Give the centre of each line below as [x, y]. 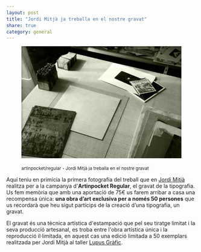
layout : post [23, 13]
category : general [29, 32]
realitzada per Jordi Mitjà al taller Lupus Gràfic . [65, 242]
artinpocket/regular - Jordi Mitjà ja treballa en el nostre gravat [85, 168]
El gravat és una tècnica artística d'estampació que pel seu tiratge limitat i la [101, 223]
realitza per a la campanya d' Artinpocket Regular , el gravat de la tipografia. [101, 186]
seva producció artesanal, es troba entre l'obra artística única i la [87, 230]
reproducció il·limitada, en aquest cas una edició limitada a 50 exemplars [97, 236]
